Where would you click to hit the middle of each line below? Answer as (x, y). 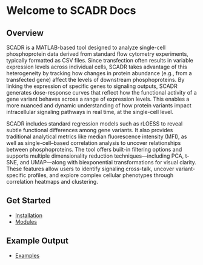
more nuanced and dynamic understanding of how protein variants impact (99, 106)
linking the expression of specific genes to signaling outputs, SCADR (92, 86)
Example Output (37, 241)
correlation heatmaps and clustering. (52, 182)
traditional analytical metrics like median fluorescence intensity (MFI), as (97, 136)
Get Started (28, 201)
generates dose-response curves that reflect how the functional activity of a (101, 92)
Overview (25, 33)
